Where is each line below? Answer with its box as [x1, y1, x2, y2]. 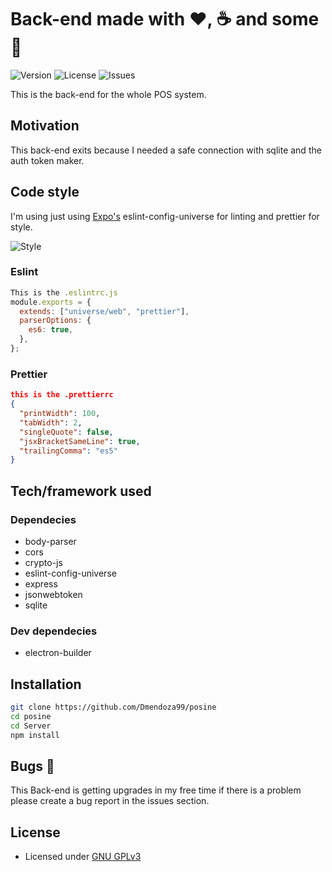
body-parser [24, 535, 77, 547]
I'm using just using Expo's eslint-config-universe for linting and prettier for [10, 210, 320, 222]
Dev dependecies [10, 624, 98, 638]
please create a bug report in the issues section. [10, 795, 210, 807]
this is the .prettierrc [10, 390, 114, 400]
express [24, 577, 58, 590]
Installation [10, 676, 82, 693]
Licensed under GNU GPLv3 [24, 851, 142, 863]
